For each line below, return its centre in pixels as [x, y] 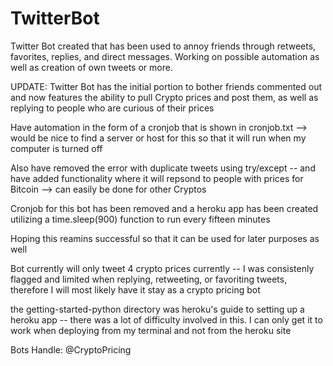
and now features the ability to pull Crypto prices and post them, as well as [164, 97]
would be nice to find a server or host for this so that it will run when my [158, 138]
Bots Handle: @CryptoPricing [71, 349]
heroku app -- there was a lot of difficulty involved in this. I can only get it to [166, 319]
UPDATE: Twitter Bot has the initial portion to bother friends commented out [166, 86]
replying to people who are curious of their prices [112, 108]
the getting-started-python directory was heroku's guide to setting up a [157, 309]
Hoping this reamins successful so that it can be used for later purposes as [165, 238]
